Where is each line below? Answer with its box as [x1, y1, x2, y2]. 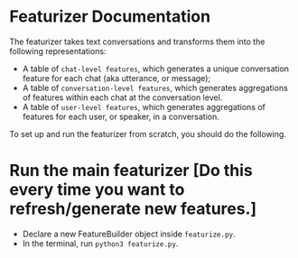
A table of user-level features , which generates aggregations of [22, 101, 266, 112]
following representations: [9, 45, 107, 56]
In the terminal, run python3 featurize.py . [22, 237, 179, 249]
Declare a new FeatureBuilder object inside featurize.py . [22, 228, 237, 239]
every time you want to [9, 180, 185, 200]
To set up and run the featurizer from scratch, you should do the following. [9, 128, 287, 139]
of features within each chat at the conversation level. [22, 92, 223, 103]
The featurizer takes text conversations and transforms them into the [9, 36, 265, 47]
